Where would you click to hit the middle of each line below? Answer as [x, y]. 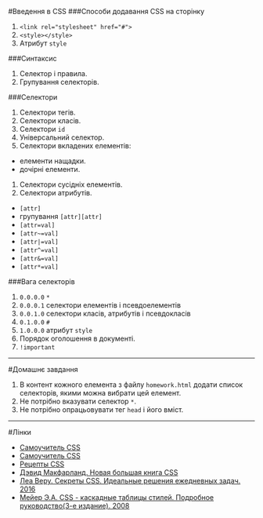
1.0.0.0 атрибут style [56, 330]
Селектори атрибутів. [56, 193]
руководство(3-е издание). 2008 [74, 506]
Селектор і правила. [53, 73]
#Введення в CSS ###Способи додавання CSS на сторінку [106, 11]
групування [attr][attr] [61, 216]
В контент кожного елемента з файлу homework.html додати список [131, 385]
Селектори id [42, 129]
